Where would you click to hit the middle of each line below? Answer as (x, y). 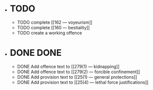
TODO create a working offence (50, 33)
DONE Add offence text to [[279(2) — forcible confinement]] (78, 72)
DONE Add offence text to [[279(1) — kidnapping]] (68, 66)
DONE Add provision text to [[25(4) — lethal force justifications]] (83, 82)
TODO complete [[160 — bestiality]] (53, 27)
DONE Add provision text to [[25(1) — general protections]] (77, 77)
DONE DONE (36, 53)
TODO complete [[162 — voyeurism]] (55, 22)
